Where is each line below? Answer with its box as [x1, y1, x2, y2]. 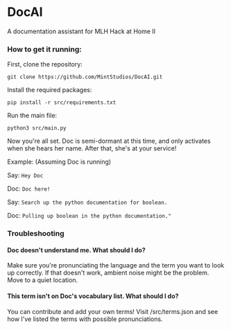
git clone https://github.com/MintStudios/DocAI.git [7, 73, 163, 80]
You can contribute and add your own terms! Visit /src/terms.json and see [7, 307, 219, 315]
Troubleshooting [7, 229, 65, 238]
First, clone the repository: [7, 60, 83, 69]
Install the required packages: [7, 86, 92, 94]
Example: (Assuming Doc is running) [7, 157, 112, 166]
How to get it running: [7, 44, 82, 54]
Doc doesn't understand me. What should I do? [7, 245, 146, 254]
